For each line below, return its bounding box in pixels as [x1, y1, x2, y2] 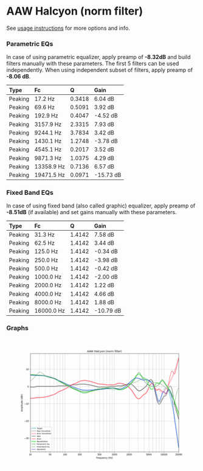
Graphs [6, 324, 29, 332]
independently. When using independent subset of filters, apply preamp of [6, 66, 193, 74]
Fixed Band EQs [6, 188, 53, 197]
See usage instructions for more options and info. [6, 24, 131, 32]
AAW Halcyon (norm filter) [6, 4, 143, 18]
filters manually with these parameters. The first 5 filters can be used [6, 60, 179, 68]
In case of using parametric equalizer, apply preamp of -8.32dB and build [6, 54, 191, 61]
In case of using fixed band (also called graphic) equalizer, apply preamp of [6, 202, 196, 209]
